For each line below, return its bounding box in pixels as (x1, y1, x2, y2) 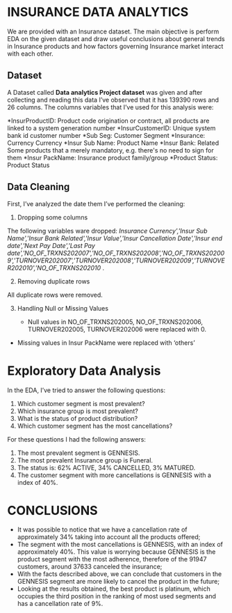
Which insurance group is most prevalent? (17, 407, 139, 415)
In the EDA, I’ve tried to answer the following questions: (7, 386, 165, 394)
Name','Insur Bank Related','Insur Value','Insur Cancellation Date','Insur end (7, 234, 223, 242)
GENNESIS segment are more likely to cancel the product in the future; (17, 577, 220, 586)
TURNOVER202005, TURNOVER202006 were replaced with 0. (27, 325, 207, 333)
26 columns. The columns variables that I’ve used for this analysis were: (7, 102, 214, 111)
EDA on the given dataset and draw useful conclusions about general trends (7, 34, 225, 42)
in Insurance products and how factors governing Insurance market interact (7, 42, 224, 50)
